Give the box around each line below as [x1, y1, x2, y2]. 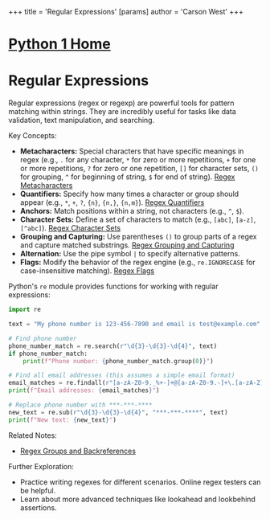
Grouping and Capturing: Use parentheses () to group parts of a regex [19, 232, 257, 242]
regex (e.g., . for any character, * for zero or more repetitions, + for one [19, 155, 256, 165]
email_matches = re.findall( [8, 379, 106, 387]
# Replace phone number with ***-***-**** [8, 401, 153, 409]
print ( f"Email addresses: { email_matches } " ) [8, 386, 160, 394]
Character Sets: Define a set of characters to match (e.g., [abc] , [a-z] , [19, 215, 256, 224]
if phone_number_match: [8, 349, 88, 358]
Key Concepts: [8, 131, 58, 141]
